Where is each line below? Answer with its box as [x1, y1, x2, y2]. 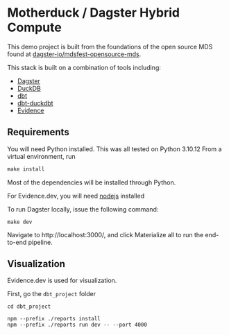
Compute [7, 19, 62, 35]
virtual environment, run [7, 152, 76, 160]
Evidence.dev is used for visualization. [7, 276, 117, 285]
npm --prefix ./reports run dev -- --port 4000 [7, 321, 148, 329]
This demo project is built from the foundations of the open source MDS [7, 42, 213, 51]
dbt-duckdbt [17, 98, 53, 107]
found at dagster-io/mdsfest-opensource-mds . [7, 50, 142, 58]
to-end [7, 238, 27, 246]
